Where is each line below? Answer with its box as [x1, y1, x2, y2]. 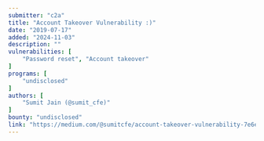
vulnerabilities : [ [8, 48, 72, 56]
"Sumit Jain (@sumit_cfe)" [22, 99, 111, 107]
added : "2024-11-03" [8, 33, 76, 42]
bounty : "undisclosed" [8, 114, 82, 121]
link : [8, 121, 26, 128]
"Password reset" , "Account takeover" [22, 56, 149, 63]
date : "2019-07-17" [8, 26, 72, 34]
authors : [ [8, 92, 44, 99]
